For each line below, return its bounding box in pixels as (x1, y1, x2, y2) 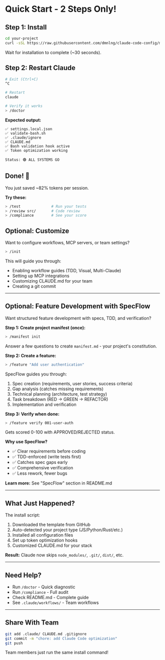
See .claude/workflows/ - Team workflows (12, 600, 99, 605)
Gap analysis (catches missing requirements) (12, 386, 104, 392)
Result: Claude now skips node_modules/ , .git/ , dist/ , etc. (5, 552, 124, 558)
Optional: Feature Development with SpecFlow (5, 302, 151, 311)
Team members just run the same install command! (5, 650, 109, 656)
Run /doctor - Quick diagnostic (12, 584, 76, 590)
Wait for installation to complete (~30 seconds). (5, 49, 102, 55)
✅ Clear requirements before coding (12, 448, 86, 454)
